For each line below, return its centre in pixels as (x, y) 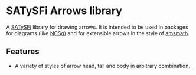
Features (23, 52)
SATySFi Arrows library (64, 11)
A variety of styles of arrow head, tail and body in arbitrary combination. (102, 66)
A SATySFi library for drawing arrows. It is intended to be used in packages (97, 27)
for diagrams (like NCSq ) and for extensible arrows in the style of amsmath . (98, 33)
